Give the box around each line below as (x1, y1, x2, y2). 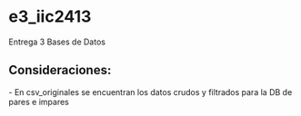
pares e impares (8, 96, 70, 107)
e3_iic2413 (8, 6, 92, 27)
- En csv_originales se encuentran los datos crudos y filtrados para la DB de (8, 86, 293, 97)
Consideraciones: (8, 63, 112, 78)
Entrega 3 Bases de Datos (8, 36, 106, 47)
